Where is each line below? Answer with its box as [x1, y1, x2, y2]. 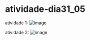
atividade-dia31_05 [5, 3, 86, 15]
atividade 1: [5, 20, 28, 26]
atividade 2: [5, 29, 29, 35]
